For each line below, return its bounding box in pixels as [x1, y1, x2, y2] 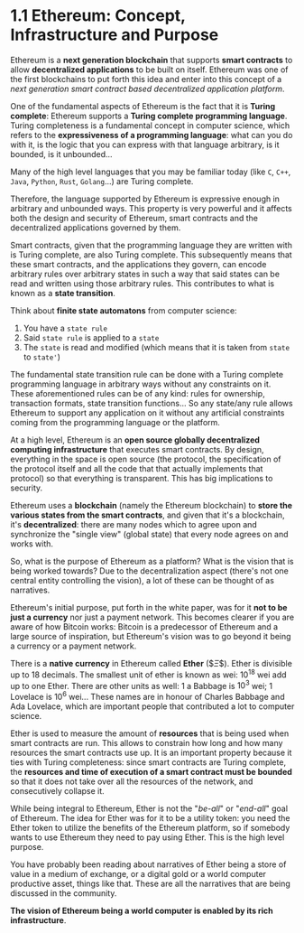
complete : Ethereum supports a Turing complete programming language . [10, 110, 288, 121]
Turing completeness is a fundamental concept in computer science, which [10, 119, 290, 131]
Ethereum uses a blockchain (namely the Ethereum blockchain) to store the [10, 499, 292, 510]
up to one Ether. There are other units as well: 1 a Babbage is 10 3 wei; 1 [10, 678, 273, 691]
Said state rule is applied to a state [23, 331, 160, 343]
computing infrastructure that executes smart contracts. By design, [10, 443, 264, 454]
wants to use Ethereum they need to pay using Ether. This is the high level [10, 832, 285, 843]
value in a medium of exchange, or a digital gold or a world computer [10, 868, 267, 879]
